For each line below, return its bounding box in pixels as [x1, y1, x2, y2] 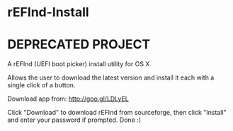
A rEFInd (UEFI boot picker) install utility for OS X [7, 60, 150, 68]
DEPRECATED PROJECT [7, 37, 151, 53]
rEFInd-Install [7, 4, 90, 20]
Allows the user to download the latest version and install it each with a [7, 73, 215, 82]
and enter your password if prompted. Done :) [7, 116, 142, 124]
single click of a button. [7, 81, 76, 89]
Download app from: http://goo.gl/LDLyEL [7, 94, 129, 103]
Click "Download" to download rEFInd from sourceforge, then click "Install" [7, 108, 227, 117]
